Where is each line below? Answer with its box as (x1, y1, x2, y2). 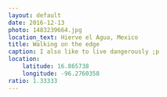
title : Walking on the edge (8, 41, 100, 48)
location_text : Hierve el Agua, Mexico (8, 33, 139, 41)
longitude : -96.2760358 (22, 70, 100, 77)
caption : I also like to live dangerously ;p (8, 48, 159, 56)
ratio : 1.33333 (8, 77, 58, 84)
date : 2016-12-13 (8, 19, 65, 27)
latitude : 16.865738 (22, 63, 89, 70)
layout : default (8, 11, 61, 20)
